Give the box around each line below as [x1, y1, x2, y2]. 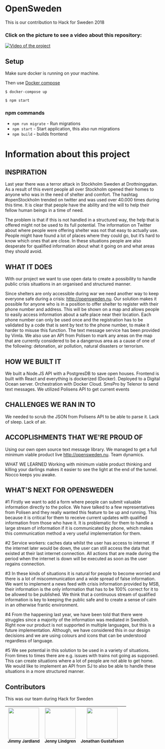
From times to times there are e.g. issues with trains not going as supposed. [5, 653, 159, 659]
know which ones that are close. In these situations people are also [5, 238, 141, 244]
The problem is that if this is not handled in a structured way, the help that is [5, 217, 159, 223]
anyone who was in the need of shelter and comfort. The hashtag [5, 192, 138, 197]
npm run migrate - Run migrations [12, 120, 81, 126]
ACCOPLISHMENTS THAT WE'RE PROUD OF [5, 433, 143, 442]
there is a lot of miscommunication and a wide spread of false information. [5, 576, 156, 582]
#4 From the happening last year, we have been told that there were [5, 612, 143, 618]
